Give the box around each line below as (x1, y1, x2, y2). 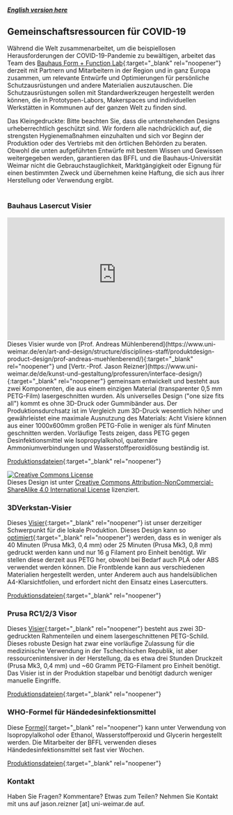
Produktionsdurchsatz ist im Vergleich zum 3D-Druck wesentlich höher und (7, 406, 224, 415)
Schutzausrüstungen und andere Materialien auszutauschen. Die (7, 81, 193, 90)
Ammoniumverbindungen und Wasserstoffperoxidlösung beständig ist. (7, 443, 210, 452)
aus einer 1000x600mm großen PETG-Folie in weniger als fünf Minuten (7, 421, 211, 429)
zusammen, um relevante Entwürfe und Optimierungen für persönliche (7, 74, 210, 82)
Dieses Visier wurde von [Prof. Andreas (7, 340, 120, 348)
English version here (7, 6, 68, 14)
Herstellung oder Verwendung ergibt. (7, 176, 114, 185)
